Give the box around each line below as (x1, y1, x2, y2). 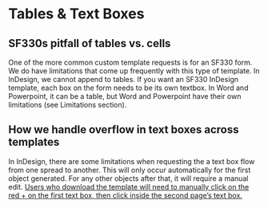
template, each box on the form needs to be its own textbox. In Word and (8, 83, 249, 92)
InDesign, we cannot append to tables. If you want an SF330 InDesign (8, 75, 238, 84)
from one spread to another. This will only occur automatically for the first (8, 165, 251, 175)
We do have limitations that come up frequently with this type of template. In (8, 66, 260, 76)
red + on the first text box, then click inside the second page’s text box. (8, 190, 242, 200)
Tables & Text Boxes (8, 5, 145, 23)
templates (8, 135, 60, 149)
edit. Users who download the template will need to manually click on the (8, 182, 250, 191)
